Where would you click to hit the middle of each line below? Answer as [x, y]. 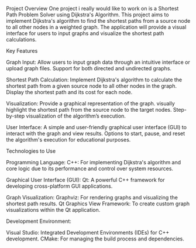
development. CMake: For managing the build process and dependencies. [95, 239]
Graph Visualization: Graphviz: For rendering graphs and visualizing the [92, 197]
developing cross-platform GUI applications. [59, 186]
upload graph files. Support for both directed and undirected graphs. [89, 68]
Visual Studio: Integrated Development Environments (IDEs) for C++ [88, 232]
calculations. [21, 39]
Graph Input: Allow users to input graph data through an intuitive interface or [98, 62]
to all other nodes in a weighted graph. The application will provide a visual [96, 27]
